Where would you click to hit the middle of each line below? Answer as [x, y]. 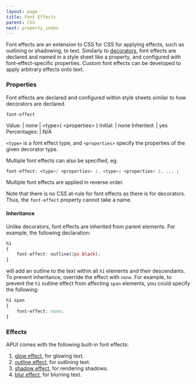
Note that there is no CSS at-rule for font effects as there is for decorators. [96, 193]
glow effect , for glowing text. [49, 356]
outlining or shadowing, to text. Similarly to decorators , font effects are [91, 51]
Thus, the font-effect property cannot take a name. [69, 200]
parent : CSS [20, 22]
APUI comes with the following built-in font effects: [67, 344]
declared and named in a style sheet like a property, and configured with [94, 57]
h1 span [16, 300]
